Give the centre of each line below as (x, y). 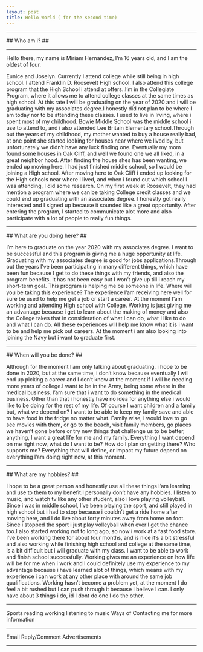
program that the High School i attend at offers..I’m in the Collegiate (90, 89)
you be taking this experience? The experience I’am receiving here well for (99, 292)
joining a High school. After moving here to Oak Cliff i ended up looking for (99, 173)
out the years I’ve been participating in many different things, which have (97, 266)
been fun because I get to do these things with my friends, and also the (95, 273)
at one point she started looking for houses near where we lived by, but (95, 141)
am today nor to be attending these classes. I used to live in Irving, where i (99, 115)
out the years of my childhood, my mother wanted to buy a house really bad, (101, 134)
